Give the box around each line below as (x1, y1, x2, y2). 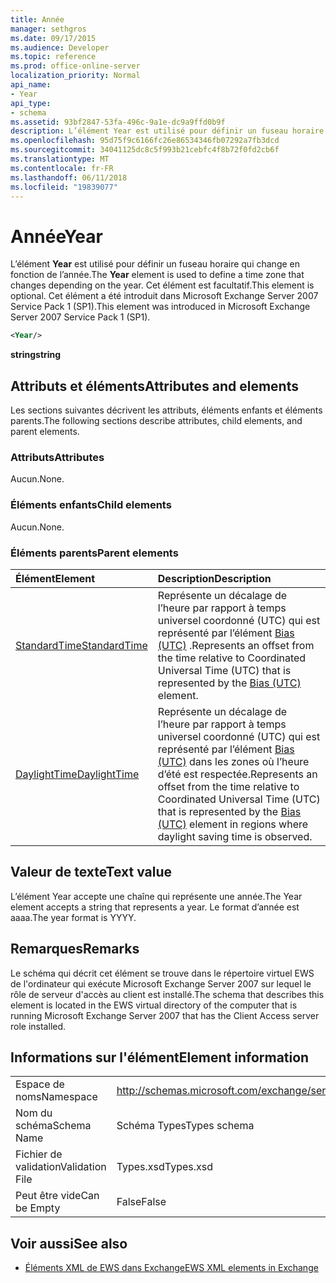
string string (10, 349, 62, 361)
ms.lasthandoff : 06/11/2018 (10, 172, 128, 183)
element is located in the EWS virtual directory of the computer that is (10, 999, 298, 1011)
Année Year (10, 225, 103, 248)
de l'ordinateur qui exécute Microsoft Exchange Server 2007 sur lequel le (10, 977, 312, 990)
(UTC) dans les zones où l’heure (157, 754, 310, 768)
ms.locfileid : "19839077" (10, 182, 118, 192)
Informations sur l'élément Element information (10, 1049, 310, 1066)
